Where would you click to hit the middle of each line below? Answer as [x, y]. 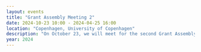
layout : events [25, 12]
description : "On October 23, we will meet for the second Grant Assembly [101, 34]
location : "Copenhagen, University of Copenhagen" [71, 28]
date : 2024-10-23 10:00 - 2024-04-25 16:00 [61, 23]
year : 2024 [20, 39]
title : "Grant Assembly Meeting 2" [51, 17]
